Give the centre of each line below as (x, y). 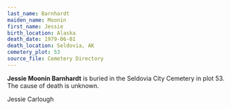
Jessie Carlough (31, 99)
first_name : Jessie (35, 26)
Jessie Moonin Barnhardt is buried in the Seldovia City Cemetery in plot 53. (116, 78)
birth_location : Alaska (42, 33)
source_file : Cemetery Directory (55, 59)
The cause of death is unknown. (53, 85)
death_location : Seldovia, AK (51, 46)
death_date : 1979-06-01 (42, 39)
